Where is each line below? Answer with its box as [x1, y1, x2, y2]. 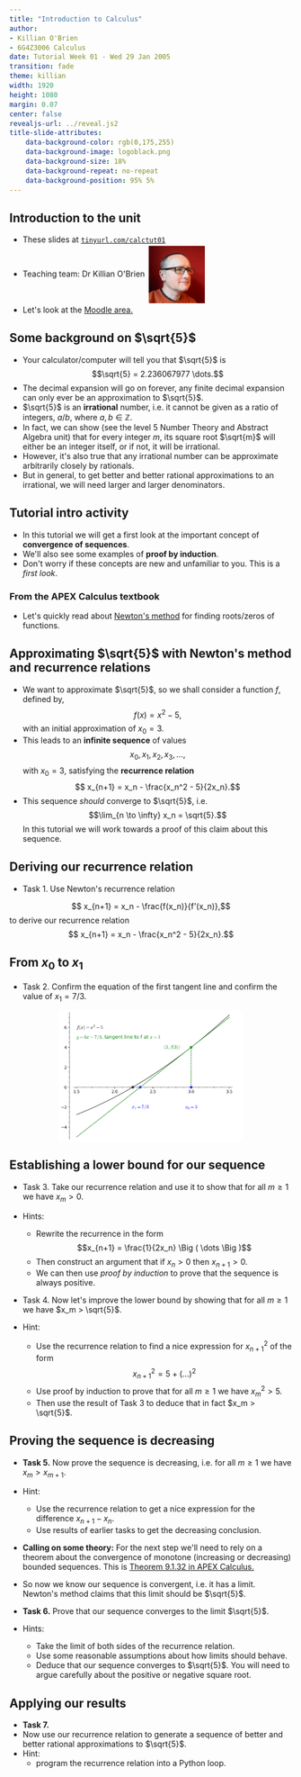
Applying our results [9, 1695, 127, 1710]
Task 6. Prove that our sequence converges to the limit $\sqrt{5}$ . [22, 1606, 270, 1617]
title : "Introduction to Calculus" [9, 14, 143, 23]
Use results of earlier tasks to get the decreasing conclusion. [35, 1525, 262, 1536]
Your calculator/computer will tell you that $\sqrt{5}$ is [22, 354, 226, 365]
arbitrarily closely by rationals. [22, 460, 135, 471]
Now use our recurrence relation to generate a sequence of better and [22, 1728, 283, 1739]
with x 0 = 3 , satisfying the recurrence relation [22, 765, 195, 778]
